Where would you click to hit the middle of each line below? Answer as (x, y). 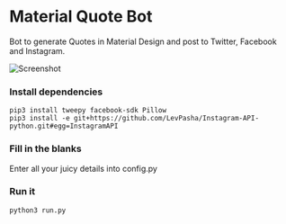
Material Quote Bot (81, 17)
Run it (22, 192)
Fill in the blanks (46, 148)
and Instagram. (37, 50)
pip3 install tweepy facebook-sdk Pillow (88, 111)
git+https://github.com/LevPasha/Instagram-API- (166, 119)
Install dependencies (56, 92)
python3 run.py (38, 210)
